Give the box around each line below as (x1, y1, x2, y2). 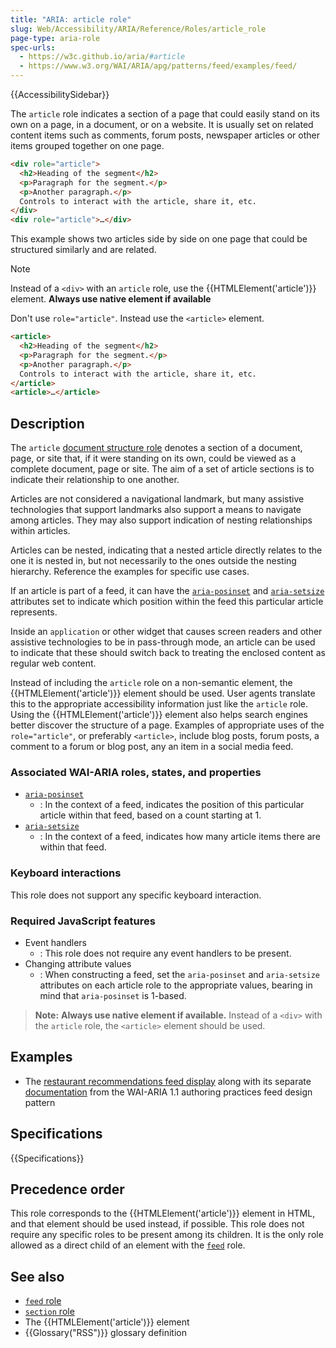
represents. (10, 606, 58, 618)
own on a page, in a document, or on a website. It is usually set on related (10, 119, 314, 130)
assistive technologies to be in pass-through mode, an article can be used (10, 636, 316, 648)
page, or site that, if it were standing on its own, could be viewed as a (10, 452, 297, 465)
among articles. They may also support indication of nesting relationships (10, 514, 313, 526)
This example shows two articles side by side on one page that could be (10, 233, 308, 245)
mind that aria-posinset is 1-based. (39, 989, 187, 1001)
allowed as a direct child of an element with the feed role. (10, 1239, 246, 1251)
